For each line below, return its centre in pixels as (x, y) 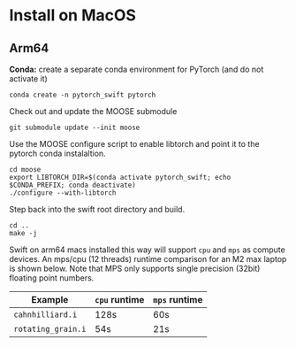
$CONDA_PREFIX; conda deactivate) (73, 185)
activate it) (29, 79)
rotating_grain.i (50, 329)
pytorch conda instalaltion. (57, 153)
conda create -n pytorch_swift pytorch (83, 95)
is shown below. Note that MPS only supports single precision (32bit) (135, 268)
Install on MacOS (73, 15)
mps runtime (178, 300)
